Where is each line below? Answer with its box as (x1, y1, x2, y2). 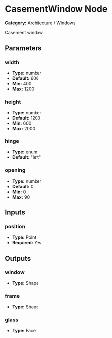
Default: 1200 (12, 115, 41, 121)
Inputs (5, 208, 26, 216)
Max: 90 (12, 194, 30, 200)
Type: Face (12, 328, 36, 334)
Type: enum (12, 149, 37, 155)
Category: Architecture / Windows (5, 20, 75, 26)
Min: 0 (12, 189, 26, 195)
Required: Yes (12, 240, 42, 246)
